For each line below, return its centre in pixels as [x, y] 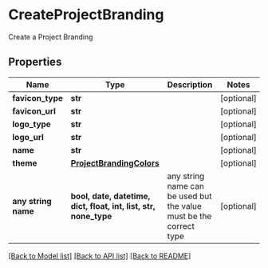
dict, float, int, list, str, [113, 206]
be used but [189, 196]
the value [184, 206]
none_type [91, 216]
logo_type [32, 124]
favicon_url [34, 111]
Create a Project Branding [51, 37]
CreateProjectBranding [86, 15]
